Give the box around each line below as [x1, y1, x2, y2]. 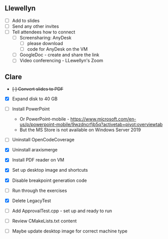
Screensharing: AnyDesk [19, 35, 72, 41]
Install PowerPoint [12, 106, 50, 112]
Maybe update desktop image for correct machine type [12, 228, 128, 234]
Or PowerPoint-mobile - [19, 116, 69, 122]
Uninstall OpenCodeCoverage [12, 137, 74, 143]
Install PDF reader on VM [12, 157, 64, 163]
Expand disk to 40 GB [12, 96, 58, 102]
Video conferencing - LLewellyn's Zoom [19, 58, 103, 64]
